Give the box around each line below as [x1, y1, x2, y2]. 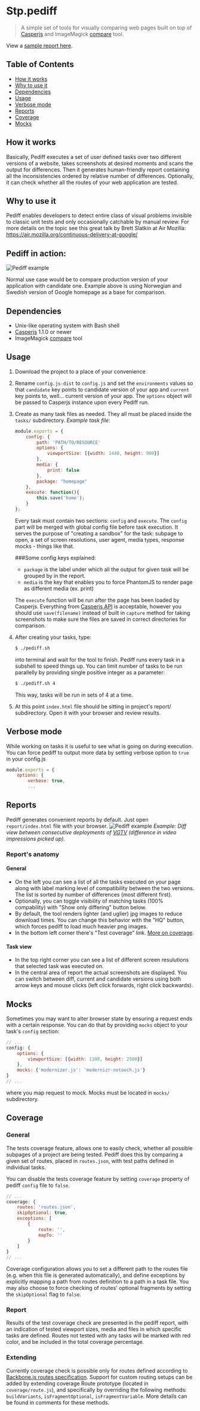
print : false [47, 467, 79, 473]
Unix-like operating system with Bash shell [14, 322, 120, 329]
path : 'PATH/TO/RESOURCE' [36, 439, 101, 445]
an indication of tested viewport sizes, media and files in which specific [6, 1326, 182, 1333]
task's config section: [6, 1027, 60, 1035]
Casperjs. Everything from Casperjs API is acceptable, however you [14, 602, 182, 610]
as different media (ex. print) [23, 584, 94, 592]
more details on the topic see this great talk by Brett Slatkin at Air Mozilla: [6, 225, 186, 232]
